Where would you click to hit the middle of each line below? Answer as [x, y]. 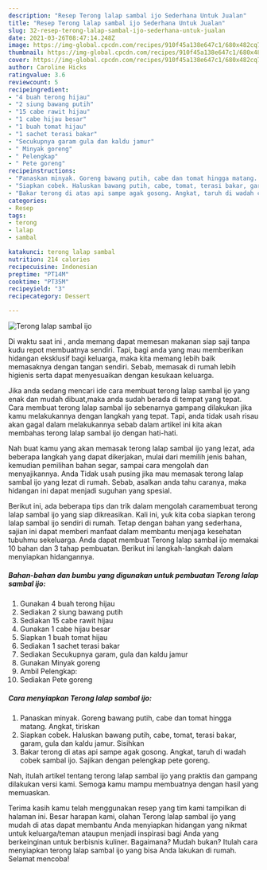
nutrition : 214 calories [49, 259]
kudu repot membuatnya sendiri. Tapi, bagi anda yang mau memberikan [126, 350]
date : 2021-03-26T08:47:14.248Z [62, 38]
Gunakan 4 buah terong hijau [67, 603]
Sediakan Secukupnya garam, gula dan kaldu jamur [104, 654]
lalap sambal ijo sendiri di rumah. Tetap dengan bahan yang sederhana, [125, 523]
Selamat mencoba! [39, 858]
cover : [19, 60]
